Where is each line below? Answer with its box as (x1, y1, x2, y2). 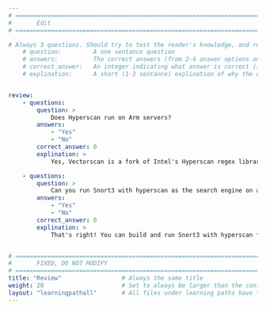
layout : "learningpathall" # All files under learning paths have (8, 288, 253, 297)
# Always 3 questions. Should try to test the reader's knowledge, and (8, 40, 249, 48)
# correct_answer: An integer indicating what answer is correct (22, 63, 249, 71)
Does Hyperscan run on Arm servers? (50, 113, 172, 121)
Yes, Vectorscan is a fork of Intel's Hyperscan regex (50, 158, 236, 166)
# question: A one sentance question (22, 48, 176, 56)
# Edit (8, 19, 51, 27)
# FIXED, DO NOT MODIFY (8, 259, 108, 268)
